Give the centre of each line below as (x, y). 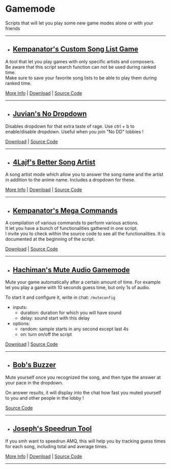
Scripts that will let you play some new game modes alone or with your (79, 23)
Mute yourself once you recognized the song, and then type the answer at (83, 377)
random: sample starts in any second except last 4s (74, 329)
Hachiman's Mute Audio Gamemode (71, 270)
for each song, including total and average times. (56, 446)
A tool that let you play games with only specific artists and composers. (80, 61)
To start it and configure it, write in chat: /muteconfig (60, 297)
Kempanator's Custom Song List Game (75, 49)
